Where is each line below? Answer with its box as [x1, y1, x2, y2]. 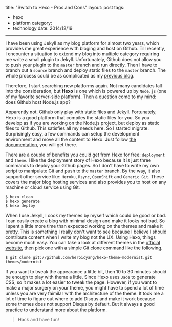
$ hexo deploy [5, 203, 36, 208]
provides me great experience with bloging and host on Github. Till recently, [5, 46, 165, 51]
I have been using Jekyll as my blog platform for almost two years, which [5, 40, 159, 46]
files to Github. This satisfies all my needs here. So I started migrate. [5, 125, 149, 131]
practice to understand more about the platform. [5, 306, 107, 313]
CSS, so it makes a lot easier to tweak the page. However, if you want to [5, 279, 157, 285]
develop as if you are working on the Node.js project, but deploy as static [5, 120, 160, 126]
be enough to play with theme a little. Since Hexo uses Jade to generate [5, 274, 156, 280]
